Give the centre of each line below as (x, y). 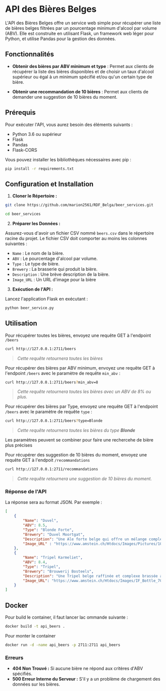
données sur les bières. (36, 684)
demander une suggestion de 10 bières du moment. (65, 97)
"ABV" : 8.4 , (35, 562)
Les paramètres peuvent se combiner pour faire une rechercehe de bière (79, 440)
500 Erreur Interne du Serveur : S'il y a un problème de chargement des (86, 679)
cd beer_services (23, 214)
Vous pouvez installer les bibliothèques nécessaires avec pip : (68, 159)
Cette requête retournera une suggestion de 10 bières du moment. (84, 479)
